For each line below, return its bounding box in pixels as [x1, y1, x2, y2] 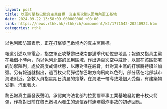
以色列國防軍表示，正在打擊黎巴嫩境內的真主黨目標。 [5, 40, 114, 46]
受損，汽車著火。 [5, 82, 40, 88]
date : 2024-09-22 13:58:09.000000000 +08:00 [5, 16, 99, 21]
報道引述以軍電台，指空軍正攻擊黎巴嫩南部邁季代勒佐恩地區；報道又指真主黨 [5, 51, 162, 57]
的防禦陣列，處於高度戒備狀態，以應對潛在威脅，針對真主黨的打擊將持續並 [5, 63, 158, 69]
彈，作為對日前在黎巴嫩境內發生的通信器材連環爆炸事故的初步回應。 [5, 99, 145, 105]
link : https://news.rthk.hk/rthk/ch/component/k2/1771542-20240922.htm [5, 21, 157, 26]
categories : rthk [5, 26, 41, 31]
